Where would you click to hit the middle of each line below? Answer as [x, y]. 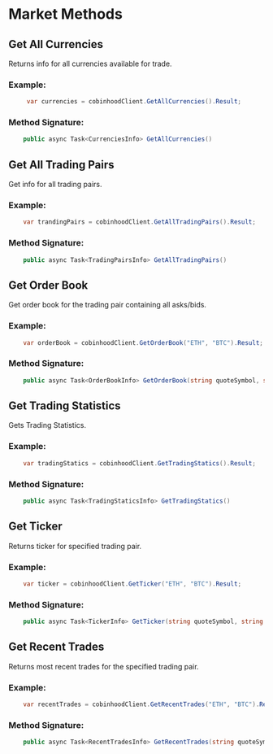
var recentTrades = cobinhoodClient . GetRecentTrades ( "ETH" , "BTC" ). [141, 704]
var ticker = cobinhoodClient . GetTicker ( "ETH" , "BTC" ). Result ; [132, 584]
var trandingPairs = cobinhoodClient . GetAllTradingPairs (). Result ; [139, 222]
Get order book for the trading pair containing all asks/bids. [108, 305]
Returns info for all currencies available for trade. [90, 63]
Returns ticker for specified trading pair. [75, 546]
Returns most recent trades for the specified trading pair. [104, 666]
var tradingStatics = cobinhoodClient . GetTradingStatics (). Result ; [139, 463]
